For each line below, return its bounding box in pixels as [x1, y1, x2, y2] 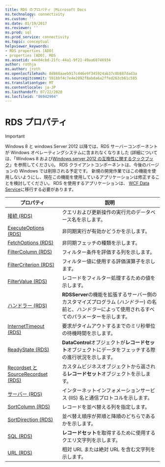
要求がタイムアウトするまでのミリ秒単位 [62, 322, 156, 329]
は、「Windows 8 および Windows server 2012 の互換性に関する [5, 156, 133, 162]
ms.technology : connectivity [5, 12, 65, 17]
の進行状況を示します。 [62, 354, 116, 361]
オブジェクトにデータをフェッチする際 [67, 347, 156, 353]
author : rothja [5, 62, 36, 67]
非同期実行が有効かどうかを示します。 [62, 228, 150, 235]
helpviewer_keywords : [5, 44, 50, 49]
